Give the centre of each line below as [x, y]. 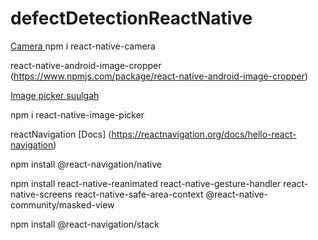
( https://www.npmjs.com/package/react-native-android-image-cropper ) [159, 76]
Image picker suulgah [55, 95]
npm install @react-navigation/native [86, 164]
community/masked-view [62, 204]
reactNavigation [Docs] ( [61, 134]
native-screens [41, 194]
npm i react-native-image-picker [77, 114]
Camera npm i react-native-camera [83, 46]
